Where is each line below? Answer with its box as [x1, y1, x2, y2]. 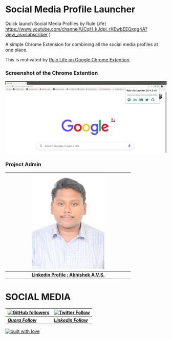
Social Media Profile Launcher [5, 4, 136, 15]
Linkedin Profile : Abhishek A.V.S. [31, 272, 105, 278]
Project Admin [5, 161, 42, 168]
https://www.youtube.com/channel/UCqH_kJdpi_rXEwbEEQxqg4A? [5, 26, 147, 32]
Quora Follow [7, 317, 37, 323]
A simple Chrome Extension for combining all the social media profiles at [5, 41, 159, 47]
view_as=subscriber [5, 31, 48, 37]
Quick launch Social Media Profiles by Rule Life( [5, 20, 106, 27]
